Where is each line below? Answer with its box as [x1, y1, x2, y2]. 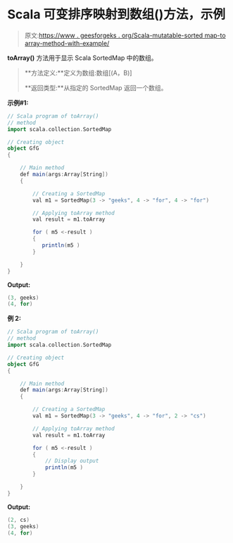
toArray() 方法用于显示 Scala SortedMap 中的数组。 [7, 54, 158, 62]
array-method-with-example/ [24, 39, 110, 47]
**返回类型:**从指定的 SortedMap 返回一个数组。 [24, 83, 168, 92]
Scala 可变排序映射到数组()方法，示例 [7, 6, 225, 23]
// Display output [44, 458, 99, 465]
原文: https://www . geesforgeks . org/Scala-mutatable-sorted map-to [24, 31, 227, 39]
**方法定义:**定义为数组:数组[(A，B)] [24, 68, 132, 77]
